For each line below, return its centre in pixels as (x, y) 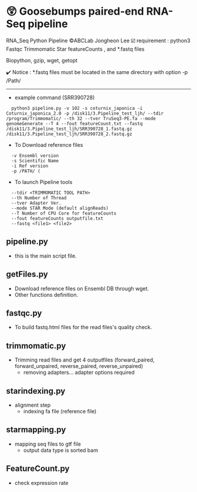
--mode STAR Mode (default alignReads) (60, 208)
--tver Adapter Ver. (36, 203)
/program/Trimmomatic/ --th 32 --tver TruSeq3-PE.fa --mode (81, 118)
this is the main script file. (46, 256)
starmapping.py (36, 430)
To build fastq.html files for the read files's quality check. (83, 327)
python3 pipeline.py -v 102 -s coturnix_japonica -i (77, 108)
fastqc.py (24, 313)
